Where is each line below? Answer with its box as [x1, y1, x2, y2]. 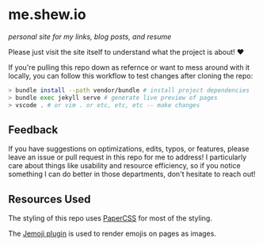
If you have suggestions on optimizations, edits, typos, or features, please [8, 144, 250, 154]
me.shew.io [8, 6, 86, 24]
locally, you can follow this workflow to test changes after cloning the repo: [8, 71, 253, 80]
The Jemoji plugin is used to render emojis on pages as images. [8, 229, 216, 239]
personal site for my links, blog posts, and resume [8, 32, 172, 41]
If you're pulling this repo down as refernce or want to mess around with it [8, 62, 250, 72]
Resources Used [8, 192, 91, 206]
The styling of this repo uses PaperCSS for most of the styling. [8, 213, 212, 223]
